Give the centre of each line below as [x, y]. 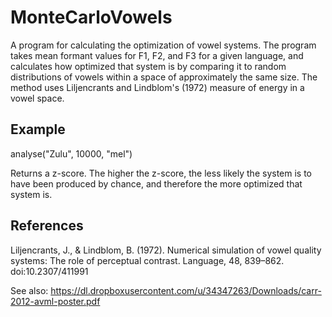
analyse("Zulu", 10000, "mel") [71, 153]
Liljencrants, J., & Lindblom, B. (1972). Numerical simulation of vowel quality [166, 250]
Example [38, 129]
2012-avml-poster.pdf [55, 301]
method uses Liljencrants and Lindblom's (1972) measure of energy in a [157, 87]
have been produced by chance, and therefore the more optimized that [156, 183]
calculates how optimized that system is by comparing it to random [148, 66]
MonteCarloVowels [91, 17]
